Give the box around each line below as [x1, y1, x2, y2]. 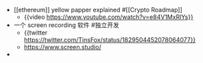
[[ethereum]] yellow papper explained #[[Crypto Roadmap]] [13, 6, 183, 14]
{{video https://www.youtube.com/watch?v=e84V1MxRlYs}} [23, 13, 193, 21]
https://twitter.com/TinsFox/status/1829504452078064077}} [23, 36, 196, 43]
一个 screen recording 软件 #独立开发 [13, 21, 119, 29]
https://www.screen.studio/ [23, 43, 101, 51]
